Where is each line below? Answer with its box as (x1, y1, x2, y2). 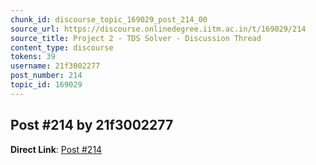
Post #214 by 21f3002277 (10, 117, 174, 134)
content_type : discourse (10, 42, 114, 53)
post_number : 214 (10, 71, 83, 81)
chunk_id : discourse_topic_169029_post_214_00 (10, 14, 208, 25)
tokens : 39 (10, 52, 56, 62)
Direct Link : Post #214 (10, 143, 103, 155)
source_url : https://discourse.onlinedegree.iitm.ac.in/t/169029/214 (10, 24, 307, 34)
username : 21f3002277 (10, 61, 101, 71)
